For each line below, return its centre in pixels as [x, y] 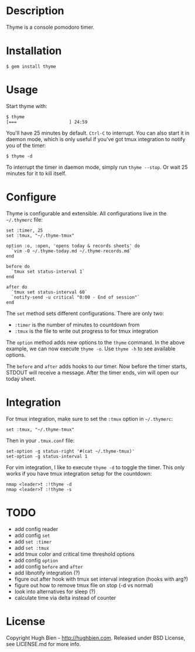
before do [18, 266]
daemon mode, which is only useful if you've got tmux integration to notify [96, 139]
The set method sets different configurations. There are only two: [85, 313]
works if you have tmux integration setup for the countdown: [79, 473]
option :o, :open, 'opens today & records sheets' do [73, 246]
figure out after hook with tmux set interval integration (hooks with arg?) [101, 579]
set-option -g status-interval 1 [47, 456]
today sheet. [21, 379]
